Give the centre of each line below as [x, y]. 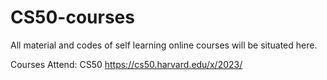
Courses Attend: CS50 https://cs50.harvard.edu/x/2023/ [126, 64]
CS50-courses [72, 17]
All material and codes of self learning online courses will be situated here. [164, 45]
